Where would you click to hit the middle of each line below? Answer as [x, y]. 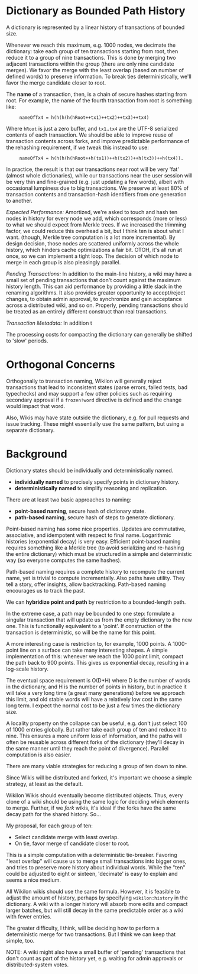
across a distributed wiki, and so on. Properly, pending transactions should [97, 305]
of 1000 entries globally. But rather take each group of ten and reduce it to [97, 729]
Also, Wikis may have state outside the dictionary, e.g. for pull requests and [98, 418]
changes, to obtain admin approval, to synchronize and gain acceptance [94, 299]
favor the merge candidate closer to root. [56, 82]
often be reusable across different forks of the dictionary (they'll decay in [95, 742]
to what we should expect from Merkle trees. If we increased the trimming [96, 224]
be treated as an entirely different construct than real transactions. [87, 311]
